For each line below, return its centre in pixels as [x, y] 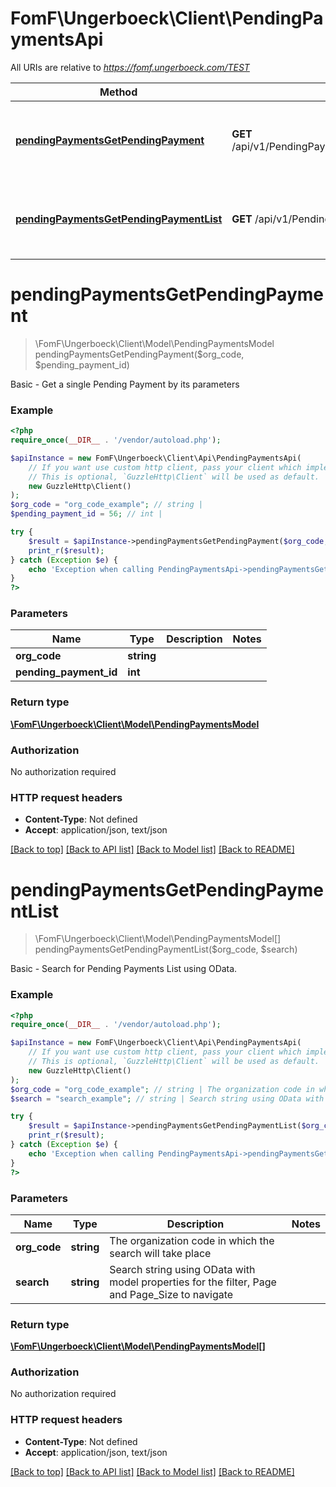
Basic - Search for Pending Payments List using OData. [124, 969]
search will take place [160, 1253]
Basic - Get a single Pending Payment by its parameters [125, 384]
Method [118, 92]
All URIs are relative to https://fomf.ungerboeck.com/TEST [130, 67]
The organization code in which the [192, 1240]
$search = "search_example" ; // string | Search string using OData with [167, 1098]
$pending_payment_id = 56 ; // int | [86, 514]
